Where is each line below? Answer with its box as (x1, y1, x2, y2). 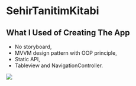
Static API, (14, 56, 40, 62)
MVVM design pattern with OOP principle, (14, 49, 117, 57)
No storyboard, (14, 43, 52, 50)
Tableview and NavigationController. (14, 62, 103, 69)
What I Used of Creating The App (6, 28, 130, 38)
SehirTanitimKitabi (6, 4, 99, 18)
